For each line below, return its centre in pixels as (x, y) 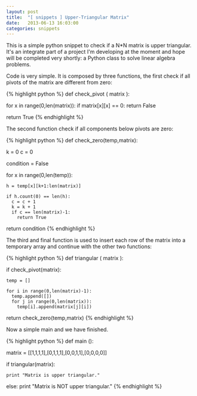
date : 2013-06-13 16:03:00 (42, 23)
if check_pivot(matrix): (34, 270)
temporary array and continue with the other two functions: (79, 246)
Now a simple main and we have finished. (57, 330)
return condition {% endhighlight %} (51, 229)
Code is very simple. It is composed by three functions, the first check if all (98, 76)
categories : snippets (33, 28)
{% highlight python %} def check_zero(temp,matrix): (72, 141)
